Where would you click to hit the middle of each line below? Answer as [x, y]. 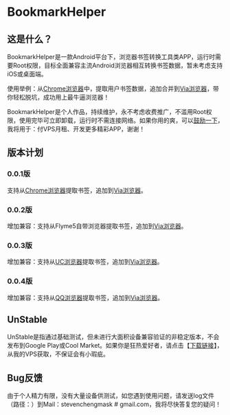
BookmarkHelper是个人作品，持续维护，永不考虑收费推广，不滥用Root [107, 112]
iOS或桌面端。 [27, 74]
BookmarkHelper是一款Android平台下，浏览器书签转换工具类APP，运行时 [111, 57]
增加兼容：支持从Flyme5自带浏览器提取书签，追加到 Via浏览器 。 [97, 226]
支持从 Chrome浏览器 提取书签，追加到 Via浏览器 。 [77, 190]
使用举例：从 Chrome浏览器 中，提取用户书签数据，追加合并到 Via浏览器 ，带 [113, 89]
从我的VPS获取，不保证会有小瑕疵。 [58, 354]
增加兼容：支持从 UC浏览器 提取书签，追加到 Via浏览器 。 [85, 262]
